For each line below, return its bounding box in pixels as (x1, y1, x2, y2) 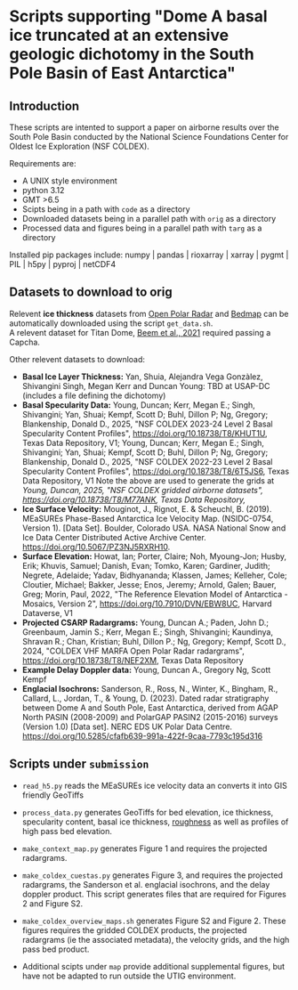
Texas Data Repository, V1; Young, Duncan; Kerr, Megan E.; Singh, (21, 437, 265, 448)
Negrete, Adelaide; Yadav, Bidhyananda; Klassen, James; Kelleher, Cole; (21, 570, 287, 580)
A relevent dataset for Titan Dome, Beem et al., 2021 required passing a (9, 327, 271, 337)
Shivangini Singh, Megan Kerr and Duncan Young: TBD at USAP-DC (21, 380, 270, 391)
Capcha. (9, 337, 40, 347)
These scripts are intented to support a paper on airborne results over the (9, 122, 279, 133)
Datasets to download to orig (9, 285, 173, 300)
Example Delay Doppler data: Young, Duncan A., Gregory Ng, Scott (21, 664, 271, 675)
